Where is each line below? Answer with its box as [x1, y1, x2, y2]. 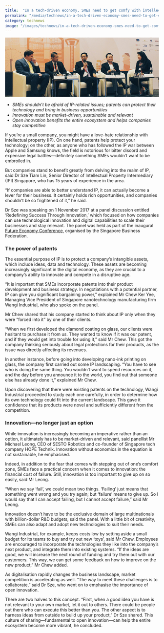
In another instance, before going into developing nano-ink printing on [5, 357, 146, 362]
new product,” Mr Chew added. [5, 562, 68, 568]
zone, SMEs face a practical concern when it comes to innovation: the [5, 466, 146, 472]
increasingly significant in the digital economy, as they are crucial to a [5, 267, 145, 273]
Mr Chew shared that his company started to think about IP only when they [5, 312, 156, 317]
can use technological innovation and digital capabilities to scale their [5, 217, 145, 223]
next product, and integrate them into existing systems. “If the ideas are [5, 546, 149, 552]
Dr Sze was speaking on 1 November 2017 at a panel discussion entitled [5, 207, 150, 213]
